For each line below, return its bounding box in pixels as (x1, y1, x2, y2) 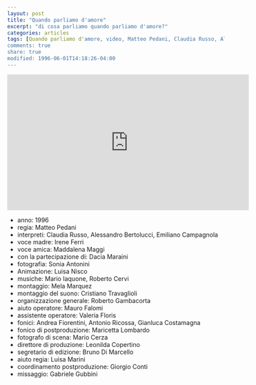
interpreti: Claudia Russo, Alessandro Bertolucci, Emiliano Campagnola (17, 230, 219, 239)
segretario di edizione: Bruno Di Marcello (17, 348, 134, 356)
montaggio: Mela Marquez (17, 282, 92, 290)
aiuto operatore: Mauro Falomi (17, 304, 104, 312)
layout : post (7, 10, 45, 17)
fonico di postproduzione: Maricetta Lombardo (17, 326, 150, 334)
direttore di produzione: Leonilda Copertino (17, 340, 140, 348)
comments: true (7, 42, 51, 49)
